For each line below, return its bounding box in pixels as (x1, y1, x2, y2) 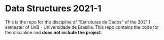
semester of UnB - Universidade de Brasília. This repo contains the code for (5, 24, 159, 30)
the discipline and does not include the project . (5, 29, 102, 35)
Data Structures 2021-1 (5, 3, 102, 14)
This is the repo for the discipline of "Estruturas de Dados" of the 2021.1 (5, 19, 150, 25)
